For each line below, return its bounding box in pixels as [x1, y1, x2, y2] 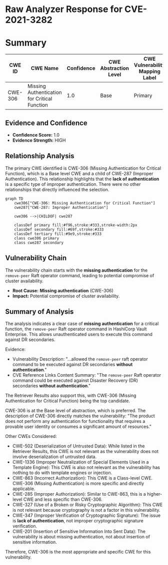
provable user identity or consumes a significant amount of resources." [5, 423, 151, 430]
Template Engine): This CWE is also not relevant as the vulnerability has [12, 465, 160, 471]
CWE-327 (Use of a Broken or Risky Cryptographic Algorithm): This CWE [12, 502, 163, 508]
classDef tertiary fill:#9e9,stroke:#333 [14, 231, 101, 237]
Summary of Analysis [5, 307, 74, 316]
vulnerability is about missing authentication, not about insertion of [12, 534, 150, 540]
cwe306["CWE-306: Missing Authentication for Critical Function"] [14, 200, 155, 205]
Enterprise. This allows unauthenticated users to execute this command [5, 331, 152, 337]
